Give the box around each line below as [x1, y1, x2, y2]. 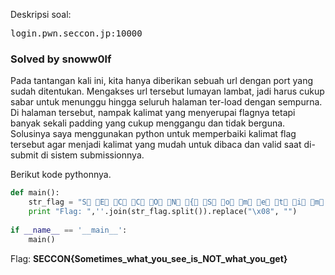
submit [10, 149, 39, 161]
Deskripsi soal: [10, 9, 72, 20]
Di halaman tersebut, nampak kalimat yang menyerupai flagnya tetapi [10, 107, 296, 119]
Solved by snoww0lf [10, 52, 112, 66]
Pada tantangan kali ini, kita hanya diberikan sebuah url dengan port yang [10, 75, 313, 87]
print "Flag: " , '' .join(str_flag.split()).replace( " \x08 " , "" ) [28, 207, 298, 217]
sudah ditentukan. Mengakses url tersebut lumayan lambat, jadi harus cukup [10, 85, 325, 98]
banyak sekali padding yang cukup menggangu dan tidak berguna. [10, 117, 286, 129]
